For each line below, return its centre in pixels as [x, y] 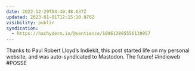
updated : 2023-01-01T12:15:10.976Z [50, 17]
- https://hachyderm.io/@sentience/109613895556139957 [81, 34]
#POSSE [16, 63]
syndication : [22, 28]
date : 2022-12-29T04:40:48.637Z [46, 12]
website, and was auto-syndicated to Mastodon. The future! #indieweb [93, 57]
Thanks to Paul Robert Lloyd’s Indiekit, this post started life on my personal [98, 50]
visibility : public [30, 22]
